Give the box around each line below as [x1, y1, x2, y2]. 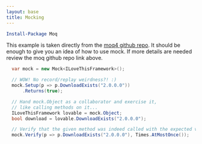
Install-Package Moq [6, 31, 58, 37]
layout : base [6, 8, 39, 15]
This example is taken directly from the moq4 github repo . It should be [6, 41, 180, 49]
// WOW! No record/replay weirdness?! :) [11, 77, 117, 83]
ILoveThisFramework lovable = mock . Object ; [11, 110, 122, 116]
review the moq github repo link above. [6, 55, 103, 62]
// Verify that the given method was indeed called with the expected [11, 127, 192, 133]
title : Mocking [6, 14, 44, 20]
